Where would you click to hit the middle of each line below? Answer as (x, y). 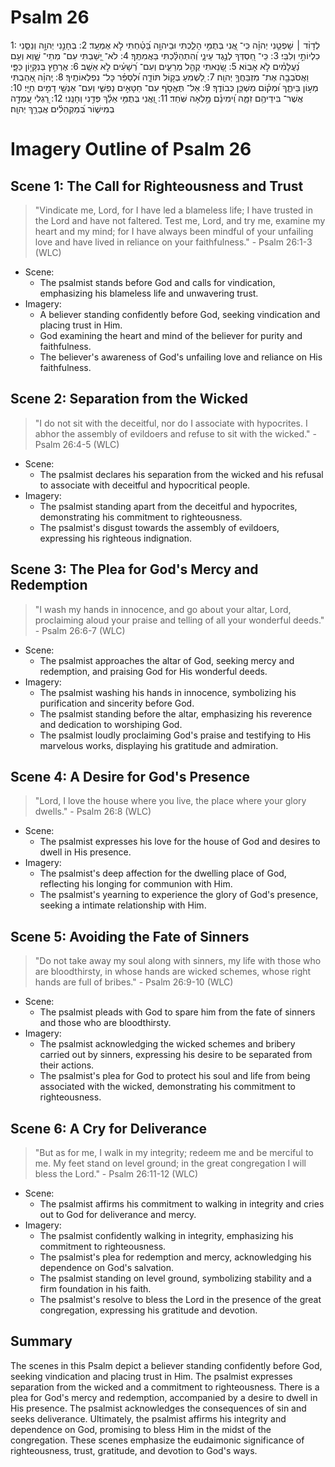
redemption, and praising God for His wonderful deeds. (153, 671)
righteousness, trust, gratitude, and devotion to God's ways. (134, 1450)
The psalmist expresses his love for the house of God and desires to (180, 842)
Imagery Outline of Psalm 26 (131, 149)
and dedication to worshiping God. (111, 724)
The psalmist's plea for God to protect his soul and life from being (175, 1076)
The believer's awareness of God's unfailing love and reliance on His (181, 357)
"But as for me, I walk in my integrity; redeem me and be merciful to (174, 1152)
